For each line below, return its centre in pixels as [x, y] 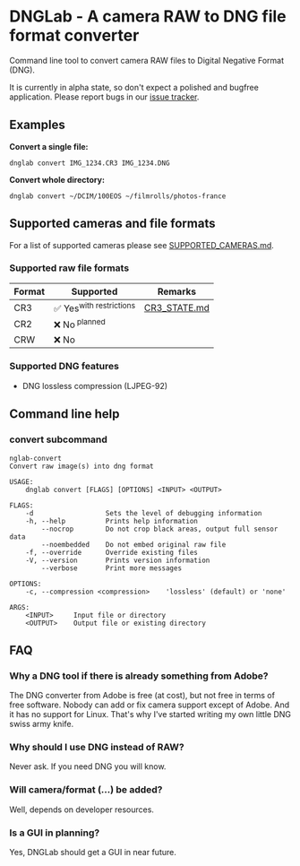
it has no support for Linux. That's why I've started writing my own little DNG [150, 714]
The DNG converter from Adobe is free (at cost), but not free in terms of [142, 696]
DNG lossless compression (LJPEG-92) [95, 385]
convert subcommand [58, 439]
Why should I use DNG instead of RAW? [97, 748]
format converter [74, 35]
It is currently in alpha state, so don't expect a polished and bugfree [134, 87]
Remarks [177, 291]
